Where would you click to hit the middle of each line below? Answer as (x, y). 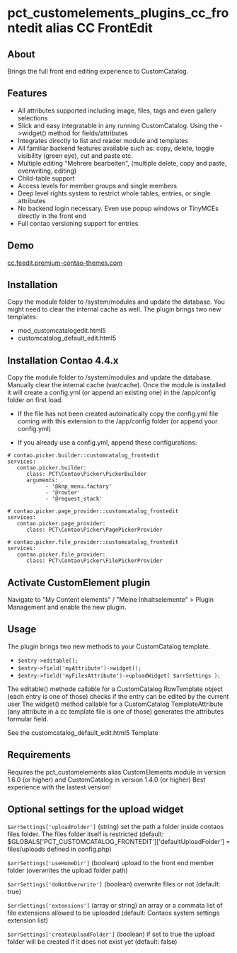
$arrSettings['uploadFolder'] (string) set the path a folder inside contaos (116, 826)
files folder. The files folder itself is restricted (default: (86, 834)
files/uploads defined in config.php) (59, 849)
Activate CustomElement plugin (79, 582)
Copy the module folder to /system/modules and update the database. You (116, 302)
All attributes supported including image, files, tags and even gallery (117, 110)
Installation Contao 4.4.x (63, 360)
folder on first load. (35, 400)
